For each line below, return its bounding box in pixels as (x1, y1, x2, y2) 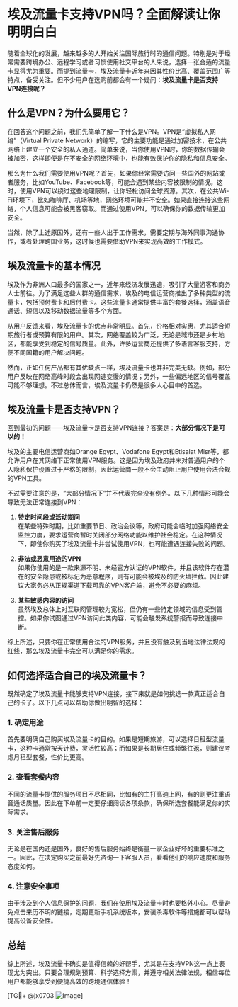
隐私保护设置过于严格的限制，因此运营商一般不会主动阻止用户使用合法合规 (13, 465, 231, 474)
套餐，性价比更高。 (31, 753, 89, 761)
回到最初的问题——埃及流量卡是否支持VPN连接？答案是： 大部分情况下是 (7, 423, 220, 432)
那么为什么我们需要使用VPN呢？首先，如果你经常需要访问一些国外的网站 (7, 169, 220, 177)
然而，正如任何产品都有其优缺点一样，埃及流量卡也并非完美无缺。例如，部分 (7, 363, 231, 372)
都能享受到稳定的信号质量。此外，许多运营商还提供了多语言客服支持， (19, 339, 225, 348)
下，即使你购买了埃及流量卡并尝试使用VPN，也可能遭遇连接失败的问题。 (17, 540, 229, 548)
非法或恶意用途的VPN (17, 554, 81, 563)
